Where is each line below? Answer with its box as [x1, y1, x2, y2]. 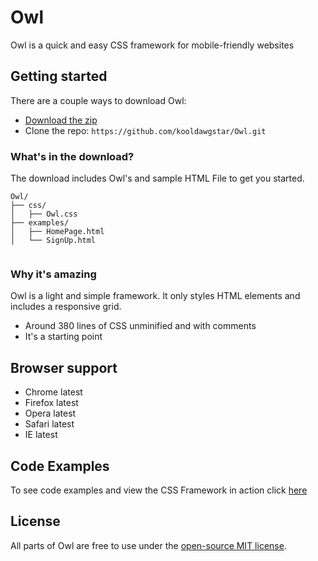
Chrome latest [24, 386, 83, 398]
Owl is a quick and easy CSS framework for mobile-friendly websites [10, 39, 295, 51]
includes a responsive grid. [10, 301, 122, 313]
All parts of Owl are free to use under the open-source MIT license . [10, 539, 287, 551]
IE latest [24, 429, 58, 441]
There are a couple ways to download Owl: [10, 94, 187, 106]
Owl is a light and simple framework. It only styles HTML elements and [10, 290, 301, 302]
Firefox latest [24, 397, 79, 409]
